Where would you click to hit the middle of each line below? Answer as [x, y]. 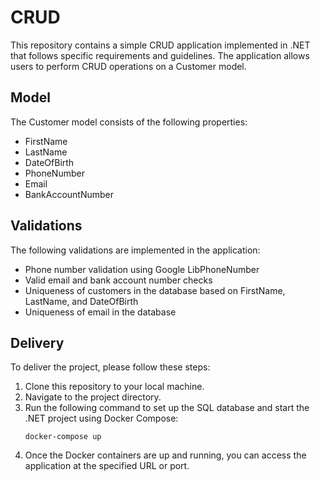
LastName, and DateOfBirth [81, 301]
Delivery [37, 342]
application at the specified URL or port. [107, 466]
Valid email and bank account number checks [118, 280]
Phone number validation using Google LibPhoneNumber [142, 269]
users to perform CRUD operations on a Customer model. [128, 66]
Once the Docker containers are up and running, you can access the [165, 455]
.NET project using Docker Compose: [101, 418]
